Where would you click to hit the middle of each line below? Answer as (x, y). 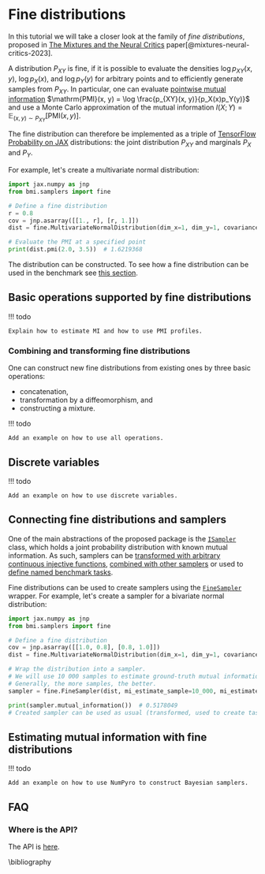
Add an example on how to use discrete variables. (93, 495)
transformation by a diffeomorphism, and (86, 400)
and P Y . (21, 154)
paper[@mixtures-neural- (208, 44)
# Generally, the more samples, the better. (82, 683)
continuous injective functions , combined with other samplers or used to (126, 563)
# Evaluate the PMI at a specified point (77, 242)
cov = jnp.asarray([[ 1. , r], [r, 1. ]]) (74, 221)
